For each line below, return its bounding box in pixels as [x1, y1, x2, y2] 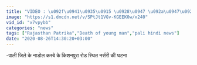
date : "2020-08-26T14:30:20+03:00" [6, 36, 93, 42]
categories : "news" [6, 25, 54, 31]
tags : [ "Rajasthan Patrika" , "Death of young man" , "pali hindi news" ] [6, 30, 180, 36]
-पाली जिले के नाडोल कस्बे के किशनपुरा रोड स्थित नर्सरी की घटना [6, 52, 127, 59]
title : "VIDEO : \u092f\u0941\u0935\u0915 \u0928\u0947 [6, 8, 145, 15]
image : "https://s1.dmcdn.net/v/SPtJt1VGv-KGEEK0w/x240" [6, 14, 148, 20]
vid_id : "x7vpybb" [6, 19, 51, 25]
